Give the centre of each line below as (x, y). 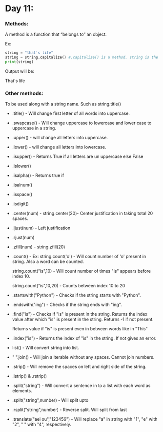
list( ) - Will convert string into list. (45, 348)
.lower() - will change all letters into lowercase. (59, 147)
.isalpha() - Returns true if (38, 175)
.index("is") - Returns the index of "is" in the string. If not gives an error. (84, 338)
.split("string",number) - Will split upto (50, 400)
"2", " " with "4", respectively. (42, 424)
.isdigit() (20, 204)
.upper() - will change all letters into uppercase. (60, 138)
